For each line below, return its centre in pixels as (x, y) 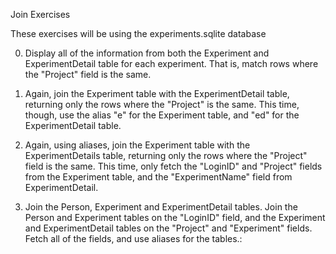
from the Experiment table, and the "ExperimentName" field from (158, 177)
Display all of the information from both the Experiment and (147, 53)
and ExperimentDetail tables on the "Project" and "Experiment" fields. (168, 228)
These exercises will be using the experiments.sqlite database (138, 33)
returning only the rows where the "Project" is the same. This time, (162, 104)
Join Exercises (40, 14)
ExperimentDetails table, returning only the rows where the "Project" (166, 155)
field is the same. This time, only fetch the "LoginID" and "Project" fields (173, 166)
